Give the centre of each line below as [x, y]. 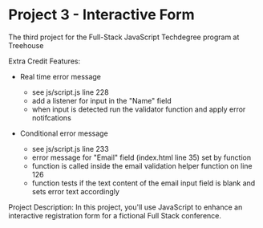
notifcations [52, 117]
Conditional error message [64, 133]
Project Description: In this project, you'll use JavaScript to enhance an [125, 207]
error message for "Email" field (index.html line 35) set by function [141, 157]
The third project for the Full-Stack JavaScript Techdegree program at [124, 37]
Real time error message [61, 76]
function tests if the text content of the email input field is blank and [144, 183]
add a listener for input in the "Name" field [102, 100]
